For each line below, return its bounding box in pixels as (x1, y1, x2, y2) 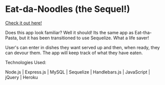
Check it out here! (5, 20, 42, 26)
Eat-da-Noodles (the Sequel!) (5, 3, 130, 15)
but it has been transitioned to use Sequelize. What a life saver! (19, 35, 149, 41)
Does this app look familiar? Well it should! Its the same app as (5, 29, 134, 35)
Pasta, (5, 35, 18, 41)
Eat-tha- (134, 29, 152, 35)
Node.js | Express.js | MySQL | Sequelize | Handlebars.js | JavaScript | (5, 69, 150, 75)
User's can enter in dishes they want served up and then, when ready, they (5, 44, 160, 50)
